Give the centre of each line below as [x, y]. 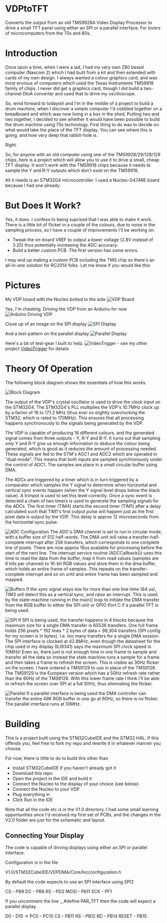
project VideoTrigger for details [37, 348]
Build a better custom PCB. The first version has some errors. [75, 250]
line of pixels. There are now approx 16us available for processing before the [84, 548]
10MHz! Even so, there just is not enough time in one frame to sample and [81, 651]
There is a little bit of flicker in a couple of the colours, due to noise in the [80, 225]
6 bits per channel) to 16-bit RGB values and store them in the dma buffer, [81, 563]
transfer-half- [146, 537]
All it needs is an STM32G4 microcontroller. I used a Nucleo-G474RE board [82, 180]
